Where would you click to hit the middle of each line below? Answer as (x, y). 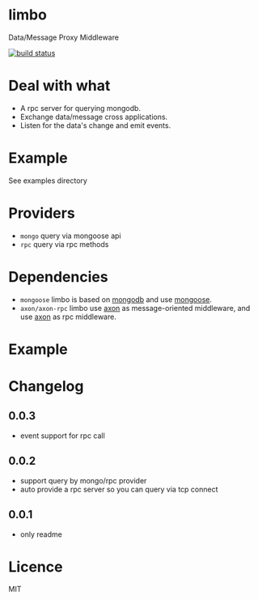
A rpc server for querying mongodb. (80, 108)
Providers (42, 213)
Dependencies (58, 277)
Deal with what (59, 86)
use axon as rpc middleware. (68, 317)
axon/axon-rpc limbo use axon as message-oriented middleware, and (135, 308)
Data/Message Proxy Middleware (64, 37)
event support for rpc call (62, 436)
